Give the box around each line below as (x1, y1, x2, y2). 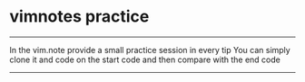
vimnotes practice (9, 6, 150, 27)
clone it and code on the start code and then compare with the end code (9, 54, 281, 65)
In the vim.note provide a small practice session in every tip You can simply (9, 44, 290, 55)
